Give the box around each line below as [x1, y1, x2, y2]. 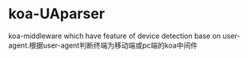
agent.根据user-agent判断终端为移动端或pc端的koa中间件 [8, 41, 198, 50]
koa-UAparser [8, 5, 106, 23]
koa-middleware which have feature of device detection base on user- [8, 31, 241, 41]
